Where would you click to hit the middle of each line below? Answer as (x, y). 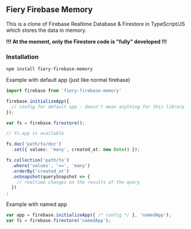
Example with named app (37, 204)
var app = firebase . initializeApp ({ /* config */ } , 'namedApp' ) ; (89, 215)
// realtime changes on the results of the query (79, 182)
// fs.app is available (35, 134)
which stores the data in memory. (46, 30)
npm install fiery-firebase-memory (50, 69)
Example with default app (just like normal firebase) (68, 80)
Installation (23, 57)
